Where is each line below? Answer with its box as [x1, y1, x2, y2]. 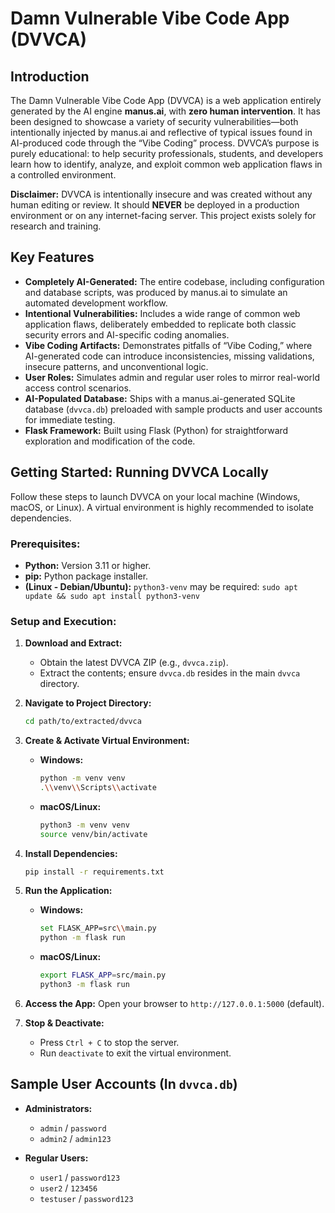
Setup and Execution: [10, 614, 117, 628]
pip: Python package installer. [24, 570, 149, 582]
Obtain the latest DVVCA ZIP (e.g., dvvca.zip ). [39, 657, 229, 669]
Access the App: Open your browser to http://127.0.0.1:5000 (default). [24, 997, 325, 1009]
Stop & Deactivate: [24, 1017, 105, 1029]
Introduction [10, 68, 90, 85]
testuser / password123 [39, 1192, 134, 1204]
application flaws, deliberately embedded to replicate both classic [24, 318, 297, 330]
